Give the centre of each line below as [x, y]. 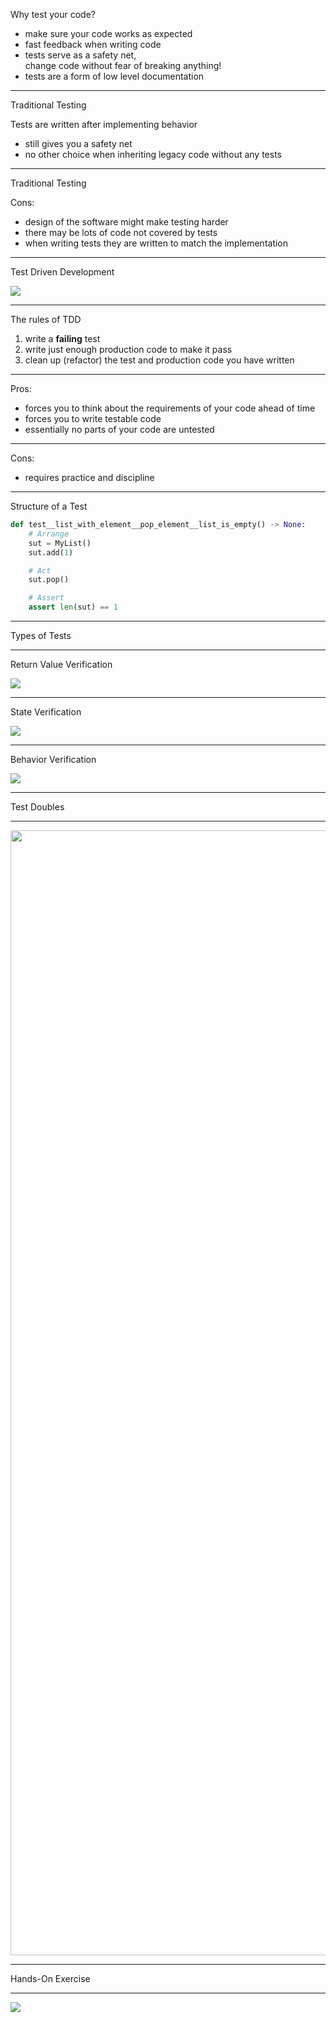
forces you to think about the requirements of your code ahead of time [170, 408]
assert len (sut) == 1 [73, 607]
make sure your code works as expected [108, 33]
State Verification [46, 712]
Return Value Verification [61, 664]
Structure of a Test [49, 506]
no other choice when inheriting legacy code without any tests [153, 154]
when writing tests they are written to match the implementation [156, 243]
